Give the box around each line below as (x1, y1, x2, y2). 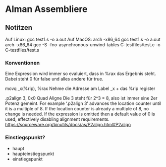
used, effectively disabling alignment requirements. (5, 116, 110, 122)
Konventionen (5, 59, 40, 66)
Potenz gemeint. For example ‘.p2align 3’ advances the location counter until (5, 100, 162, 106)
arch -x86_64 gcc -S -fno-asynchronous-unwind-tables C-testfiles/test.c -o (5, 42, 161, 48)
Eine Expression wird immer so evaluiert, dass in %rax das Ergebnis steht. (5, 71, 156, 77)
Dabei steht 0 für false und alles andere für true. (5, 76, 104, 82)
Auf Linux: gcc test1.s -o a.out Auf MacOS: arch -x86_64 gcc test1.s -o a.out (5, 36, 161, 42)
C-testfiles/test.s (5, 47, 40, 53)
